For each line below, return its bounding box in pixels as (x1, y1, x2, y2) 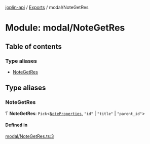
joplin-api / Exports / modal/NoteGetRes (5, 5, 89, 10)
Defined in (5, 122, 28, 128)
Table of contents (5, 42, 62, 51)
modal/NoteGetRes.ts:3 (5, 133, 54, 139)
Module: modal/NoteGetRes (5, 22, 125, 33)
